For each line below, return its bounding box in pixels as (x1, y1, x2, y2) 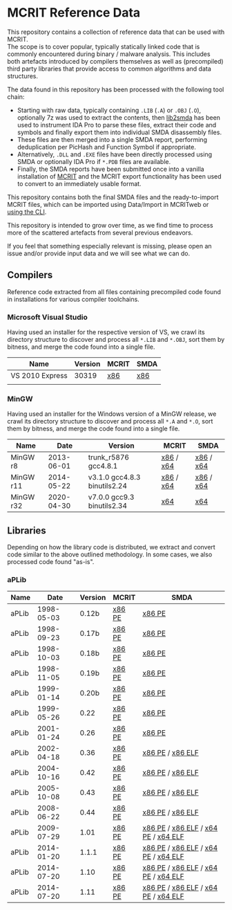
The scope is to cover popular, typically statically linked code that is (7, 42, 200, 51)
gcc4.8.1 (88, 462, 118, 471)
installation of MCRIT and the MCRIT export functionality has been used (17, 172, 222, 181)
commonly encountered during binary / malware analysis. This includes (7, 50, 211, 58)
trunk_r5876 (88, 453, 130, 462)
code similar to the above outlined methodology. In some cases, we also (7, 550, 213, 558)
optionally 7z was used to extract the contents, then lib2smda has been (17, 113, 221, 122)
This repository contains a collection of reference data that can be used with (7, 28, 225, 36)
